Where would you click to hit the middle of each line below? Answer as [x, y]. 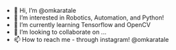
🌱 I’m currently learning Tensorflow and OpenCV [82, 25]
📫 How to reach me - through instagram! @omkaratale [91, 40]
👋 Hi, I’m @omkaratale [45, 10]
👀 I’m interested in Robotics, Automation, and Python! [89, 18]
